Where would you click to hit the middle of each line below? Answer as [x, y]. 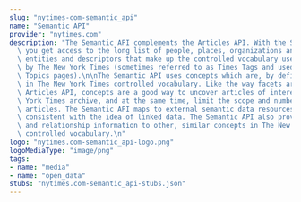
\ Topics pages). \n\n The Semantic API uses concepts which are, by [146, 76]
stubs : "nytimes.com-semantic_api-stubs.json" [98, 184]
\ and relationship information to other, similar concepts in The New [154, 126]
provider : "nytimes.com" [56, 34]
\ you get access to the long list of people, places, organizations [150, 51]
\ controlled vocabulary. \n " [72, 134]
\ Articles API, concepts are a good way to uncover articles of [142, 92]
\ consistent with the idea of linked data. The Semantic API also [146, 117]
